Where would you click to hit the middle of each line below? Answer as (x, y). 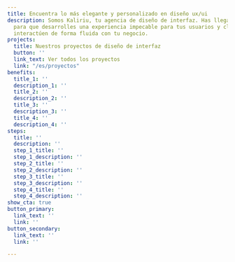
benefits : (22, 72)
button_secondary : (34, 228)
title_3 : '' (31, 105)
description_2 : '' (41, 99)
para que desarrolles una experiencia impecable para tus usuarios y (117, 27)
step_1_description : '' (48, 157)
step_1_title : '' (39, 151)
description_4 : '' (41, 124)
